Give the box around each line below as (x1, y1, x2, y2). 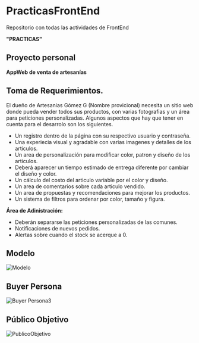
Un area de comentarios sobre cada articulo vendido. (14, 183, 146, 190)
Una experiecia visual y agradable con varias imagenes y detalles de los (14, 138, 192, 145)
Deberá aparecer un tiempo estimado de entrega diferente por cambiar (14, 164, 189, 171)
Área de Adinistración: (6, 207, 64, 214)
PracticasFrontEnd (6, 4, 100, 18)
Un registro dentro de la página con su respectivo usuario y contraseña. (14, 132, 191, 139)
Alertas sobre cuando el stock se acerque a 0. (14, 231, 128, 238)
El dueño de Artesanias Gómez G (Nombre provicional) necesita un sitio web (6, 101, 194, 108)
